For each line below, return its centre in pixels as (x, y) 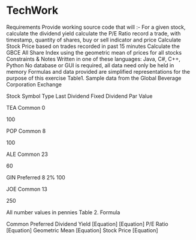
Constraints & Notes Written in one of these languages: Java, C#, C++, (94, 59)
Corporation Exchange (34, 84)
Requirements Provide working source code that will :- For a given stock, (96, 27)
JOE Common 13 (27, 189)
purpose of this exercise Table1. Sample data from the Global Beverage (94, 78)
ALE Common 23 (27, 154)
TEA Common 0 (26, 107)
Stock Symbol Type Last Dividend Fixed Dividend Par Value (79, 96)
